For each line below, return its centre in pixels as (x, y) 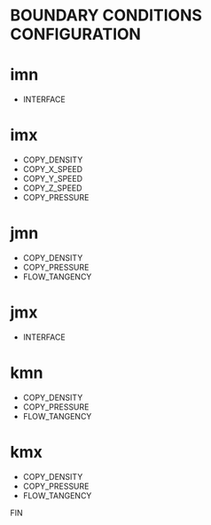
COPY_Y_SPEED (53, 179)
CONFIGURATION (75, 34)
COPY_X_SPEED (53, 169)
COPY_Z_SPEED (52, 188)
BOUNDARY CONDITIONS (106, 16)
